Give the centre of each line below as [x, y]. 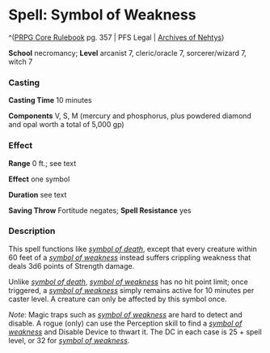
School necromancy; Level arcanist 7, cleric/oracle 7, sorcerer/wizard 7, [127, 53]
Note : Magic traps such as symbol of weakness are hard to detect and [125, 314]
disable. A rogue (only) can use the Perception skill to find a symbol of [125, 323]
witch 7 [21, 62]
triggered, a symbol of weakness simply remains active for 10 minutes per [131, 290]
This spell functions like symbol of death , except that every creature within [133, 249]
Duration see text [38, 194]
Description [32, 231]
